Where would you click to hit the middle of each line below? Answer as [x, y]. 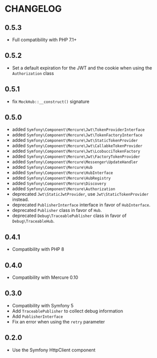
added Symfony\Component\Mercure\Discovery [59, 184]
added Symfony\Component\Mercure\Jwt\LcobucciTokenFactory [76, 151]
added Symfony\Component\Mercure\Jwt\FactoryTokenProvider [76, 156]
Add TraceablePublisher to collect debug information [68, 311]
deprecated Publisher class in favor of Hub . [57, 210]
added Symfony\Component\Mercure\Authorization [64, 189]
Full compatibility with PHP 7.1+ [44, 40]
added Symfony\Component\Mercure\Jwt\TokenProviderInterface [78, 129]
